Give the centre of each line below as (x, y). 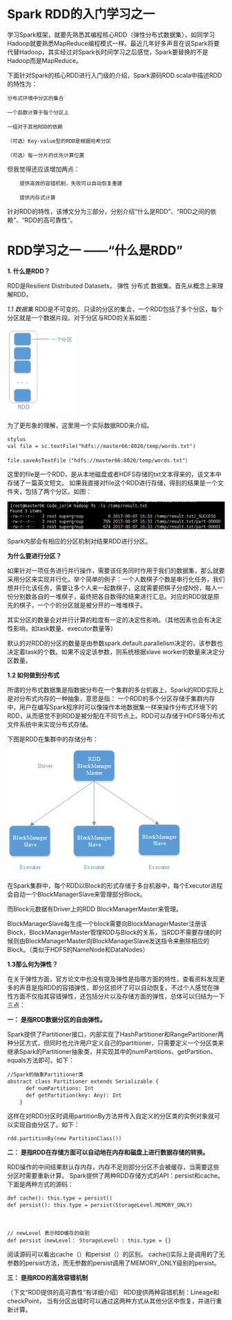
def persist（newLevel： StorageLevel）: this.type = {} (89, 1240)
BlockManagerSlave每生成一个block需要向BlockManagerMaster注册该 (107, 923)
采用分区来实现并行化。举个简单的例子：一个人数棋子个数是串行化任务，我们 (116, 579)
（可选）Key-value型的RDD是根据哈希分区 (59, 141)
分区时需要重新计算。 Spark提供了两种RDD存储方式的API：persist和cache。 (116, 1175)
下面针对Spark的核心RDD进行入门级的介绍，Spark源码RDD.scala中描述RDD (115, 75)
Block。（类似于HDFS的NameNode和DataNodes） (78, 949)
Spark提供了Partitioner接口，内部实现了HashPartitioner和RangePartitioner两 (116, 1034)
